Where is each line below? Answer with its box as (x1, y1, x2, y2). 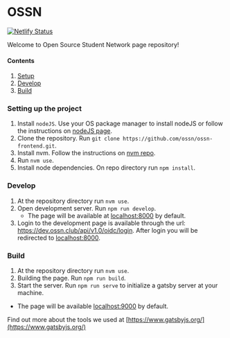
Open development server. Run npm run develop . (17, 204, 157, 212)
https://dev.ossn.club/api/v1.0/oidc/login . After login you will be (17, 226, 198, 234)
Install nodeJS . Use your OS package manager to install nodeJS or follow (17, 119, 223, 128)
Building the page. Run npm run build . (17, 274, 126, 283)
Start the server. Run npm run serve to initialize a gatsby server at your (17, 281, 218, 290)
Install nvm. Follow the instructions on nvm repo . (17, 149, 156, 157)
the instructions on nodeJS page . (17, 127, 113, 135)
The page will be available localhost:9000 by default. (17, 302, 168, 310)
